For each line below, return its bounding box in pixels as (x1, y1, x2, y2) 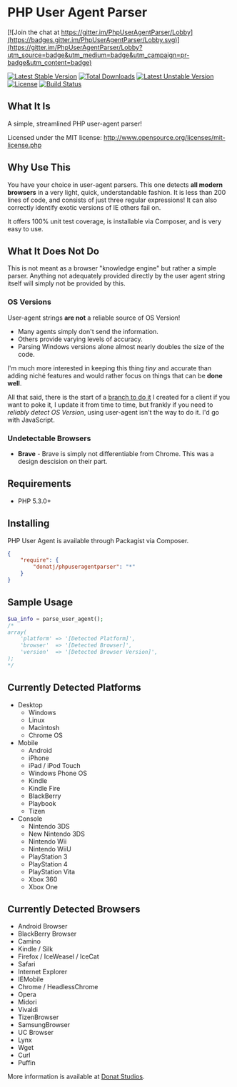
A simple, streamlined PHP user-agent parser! (7, 119, 143, 128)
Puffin (17, 1058, 36, 1067)
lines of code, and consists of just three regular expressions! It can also (7, 196, 218, 204)
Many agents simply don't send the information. (17, 327, 159, 335)
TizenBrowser (17, 1013, 59, 1021)
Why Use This (7, 161, 71, 173)
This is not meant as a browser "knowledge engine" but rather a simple (7, 264, 216, 273)
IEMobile (17, 975, 44, 984)
